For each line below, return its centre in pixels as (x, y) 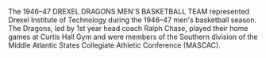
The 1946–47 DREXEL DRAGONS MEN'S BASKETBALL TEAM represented (129, 12)
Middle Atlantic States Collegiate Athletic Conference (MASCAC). (114, 45)
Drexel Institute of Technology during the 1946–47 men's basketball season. (132, 20)
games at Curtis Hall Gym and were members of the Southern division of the (133, 37)
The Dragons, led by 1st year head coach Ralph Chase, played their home (128, 28)
